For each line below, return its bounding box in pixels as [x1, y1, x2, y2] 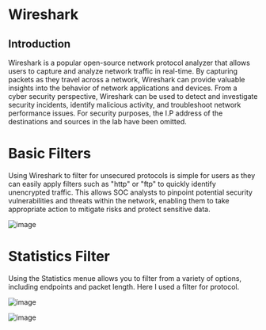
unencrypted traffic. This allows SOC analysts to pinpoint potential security [8, 188, 253, 197]
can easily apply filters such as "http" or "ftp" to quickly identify [8, 179, 216, 188]
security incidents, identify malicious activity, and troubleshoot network [8, 101, 241, 109]
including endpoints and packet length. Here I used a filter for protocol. [8, 282, 240, 291]
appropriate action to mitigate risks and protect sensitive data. [8, 204, 211, 214]
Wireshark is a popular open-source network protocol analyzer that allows [8, 58, 251, 67]
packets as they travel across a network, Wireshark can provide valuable [8, 75, 245, 84]
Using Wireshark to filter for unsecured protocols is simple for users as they [8, 170, 256, 180]
